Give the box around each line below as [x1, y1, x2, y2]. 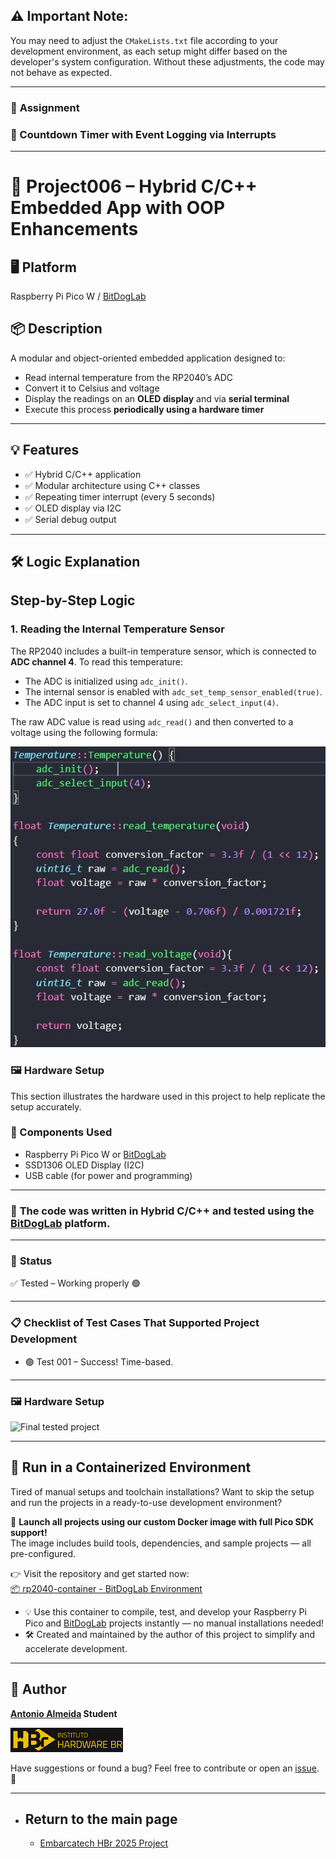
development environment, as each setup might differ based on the [10, 45, 288, 57]
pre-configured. [10, 1547, 77, 1559]
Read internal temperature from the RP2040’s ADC [24, 371, 234, 383]
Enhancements [10, 218, 139, 241]
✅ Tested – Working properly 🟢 [10, 1277, 141, 1289]
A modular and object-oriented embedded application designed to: [10, 352, 286, 364]
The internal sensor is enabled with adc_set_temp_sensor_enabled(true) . [24, 685, 323, 698]
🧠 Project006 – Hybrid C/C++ [10, 175, 258, 198]
